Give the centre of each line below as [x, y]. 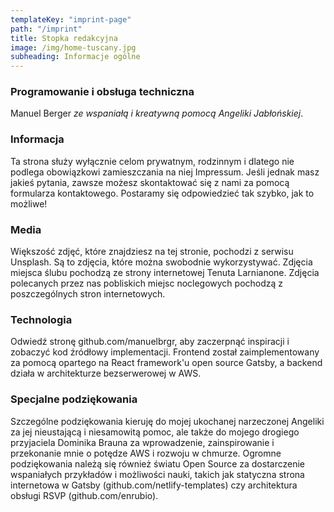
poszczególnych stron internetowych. [88, 294]
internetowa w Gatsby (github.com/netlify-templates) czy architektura [154, 485]
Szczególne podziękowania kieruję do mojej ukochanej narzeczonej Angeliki [167, 421]
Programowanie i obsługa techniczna [102, 92]
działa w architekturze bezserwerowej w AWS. [106, 373]
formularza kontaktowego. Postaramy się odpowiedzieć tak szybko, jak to [162, 193]
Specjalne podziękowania [74, 399]
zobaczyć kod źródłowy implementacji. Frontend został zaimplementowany [165, 352]
